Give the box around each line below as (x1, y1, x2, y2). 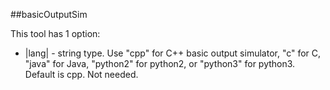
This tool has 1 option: (10, 28, 101, 39)
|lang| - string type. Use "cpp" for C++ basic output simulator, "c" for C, (24, 47, 322, 59)
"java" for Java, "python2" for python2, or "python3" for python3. (24, 58, 296, 69)
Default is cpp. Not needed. (24, 69, 139, 80)
